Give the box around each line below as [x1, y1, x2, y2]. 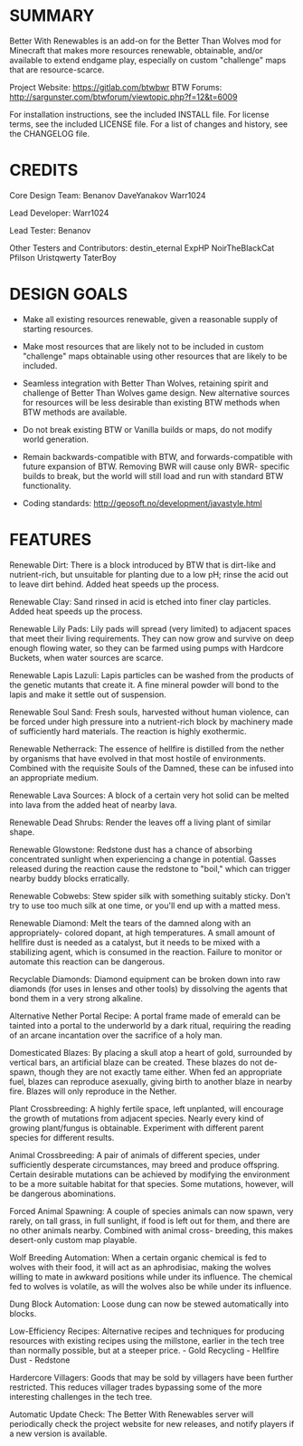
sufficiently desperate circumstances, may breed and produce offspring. [9, 1159, 280, 1170]
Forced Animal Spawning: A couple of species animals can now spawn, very [9, 1205, 294, 1216]
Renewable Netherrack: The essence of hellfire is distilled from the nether [9, 743, 285, 754]
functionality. [22, 480, 71, 491]
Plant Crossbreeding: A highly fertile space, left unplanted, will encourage [9, 1103, 284, 1114]
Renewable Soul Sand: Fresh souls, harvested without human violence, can [9, 706, 289, 717]
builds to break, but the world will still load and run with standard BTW [22, 470, 284, 481]
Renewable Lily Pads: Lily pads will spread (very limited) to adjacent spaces [9, 623, 291, 634]
